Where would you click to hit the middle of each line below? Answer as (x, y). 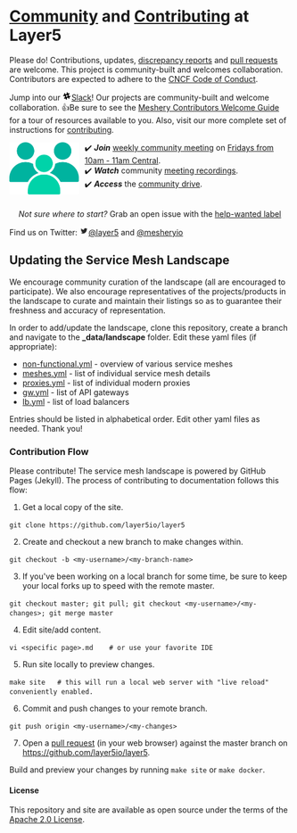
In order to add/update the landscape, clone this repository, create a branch (148, 327)
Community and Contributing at (129, 16)
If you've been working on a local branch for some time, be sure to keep (155, 576)
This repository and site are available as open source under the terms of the (148, 810)
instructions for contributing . (62, 129)
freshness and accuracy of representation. (88, 310)
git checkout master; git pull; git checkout (95, 604)
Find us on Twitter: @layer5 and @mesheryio (96, 232)
